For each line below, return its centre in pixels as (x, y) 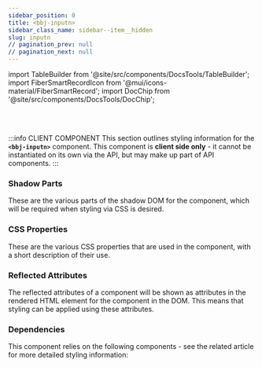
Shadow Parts (35, 183)
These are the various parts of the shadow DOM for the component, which (129, 200)
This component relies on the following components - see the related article (131, 347)
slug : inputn (30, 37)
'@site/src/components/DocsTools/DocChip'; (81, 99)
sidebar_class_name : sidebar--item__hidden (81, 30)
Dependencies (37, 329)
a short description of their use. (59, 255)
